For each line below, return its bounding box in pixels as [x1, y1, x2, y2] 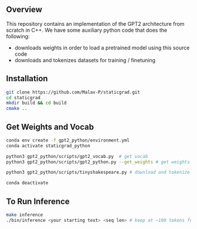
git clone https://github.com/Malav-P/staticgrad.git [6, 89, 141, 95]
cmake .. [6, 106, 28, 112]
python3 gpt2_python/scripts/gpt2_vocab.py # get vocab [6, 153, 148, 159]
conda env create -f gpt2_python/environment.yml [6, 137, 130, 143]
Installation [6, 73, 48, 84]
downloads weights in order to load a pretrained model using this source [14, 44, 190, 51]
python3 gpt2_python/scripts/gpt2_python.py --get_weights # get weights [6, 159, 191, 165]
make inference [6, 212, 43, 218]
